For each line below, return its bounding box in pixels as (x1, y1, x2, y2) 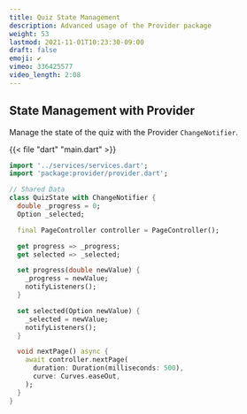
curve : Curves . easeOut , (32, 372, 121, 381)
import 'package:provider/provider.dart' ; (9, 169, 168, 178)
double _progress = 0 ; (17, 202, 101, 211)
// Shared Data (9, 185, 66, 195)
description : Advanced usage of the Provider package (9, 21, 212, 30)
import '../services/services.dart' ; (9, 161, 149, 170)
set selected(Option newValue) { (17, 306, 141, 315)
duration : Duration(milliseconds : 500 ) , (32, 364, 184, 372)
